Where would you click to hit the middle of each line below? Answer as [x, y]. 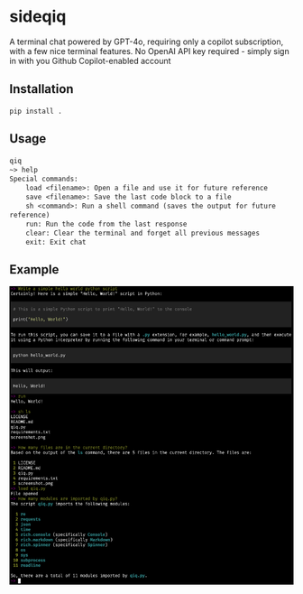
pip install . [36, 111]
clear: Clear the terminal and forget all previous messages [142, 233]
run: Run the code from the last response [106, 224]
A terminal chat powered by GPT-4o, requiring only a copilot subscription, [147, 42]
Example [34, 269]
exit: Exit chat [56, 242]
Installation [41, 89]
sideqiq [38, 17]
